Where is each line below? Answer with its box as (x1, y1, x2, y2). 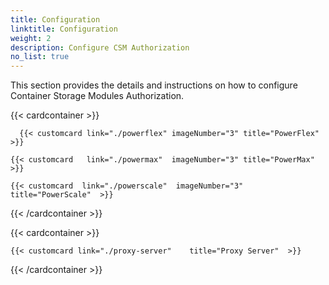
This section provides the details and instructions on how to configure (10, 79, 298, 91)
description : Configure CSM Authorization (10, 42, 190, 53)
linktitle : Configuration (10, 24, 118, 34)
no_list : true (10, 52, 70, 62)
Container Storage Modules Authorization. (10, 90, 185, 102)
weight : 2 (10, 33, 52, 43)
